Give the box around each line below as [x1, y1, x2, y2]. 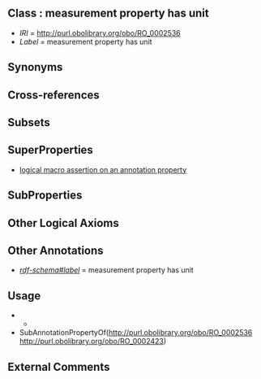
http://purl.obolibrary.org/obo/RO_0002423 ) [19, 337, 167, 346]
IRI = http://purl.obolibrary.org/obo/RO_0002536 [19, 28, 182, 37]
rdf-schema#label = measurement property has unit [19, 265, 194, 275]
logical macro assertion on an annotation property [19, 164, 187, 174]
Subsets [7, 115, 50, 129]
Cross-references [7, 88, 101, 102]
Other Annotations [7, 243, 104, 257]
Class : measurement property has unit [7, 7, 209, 20]
